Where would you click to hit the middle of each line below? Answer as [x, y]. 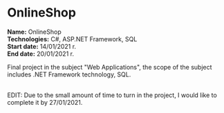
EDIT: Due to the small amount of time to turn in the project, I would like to [112, 95]
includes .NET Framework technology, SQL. [69, 74]
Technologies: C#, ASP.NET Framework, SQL [72, 39]
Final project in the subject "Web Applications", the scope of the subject [110, 67]
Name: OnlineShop [34, 32]
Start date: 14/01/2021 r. [42, 46]
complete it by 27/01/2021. [45, 102]
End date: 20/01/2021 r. [41, 54]
